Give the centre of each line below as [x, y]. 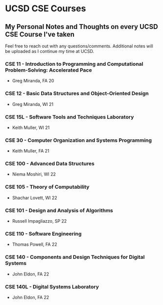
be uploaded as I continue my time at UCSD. [50, 51]
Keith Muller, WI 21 [31, 127]
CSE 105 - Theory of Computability [47, 187]
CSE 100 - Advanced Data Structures [50, 164]
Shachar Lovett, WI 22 [35, 198]
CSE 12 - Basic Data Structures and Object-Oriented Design [77, 94]
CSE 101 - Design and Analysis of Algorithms [59, 210]
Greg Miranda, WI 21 [33, 104]
